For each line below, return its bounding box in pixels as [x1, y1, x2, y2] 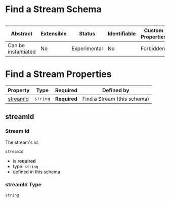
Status [79, 30, 95, 37]
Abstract [11, 30, 33, 37]
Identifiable [108, 30, 136, 37]
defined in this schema [12, 169, 61, 175]
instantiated [8, 48, 36, 55]
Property [8, 87, 30, 94]
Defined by [102, 87, 130, 94]
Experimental [71, 45, 103, 52]
